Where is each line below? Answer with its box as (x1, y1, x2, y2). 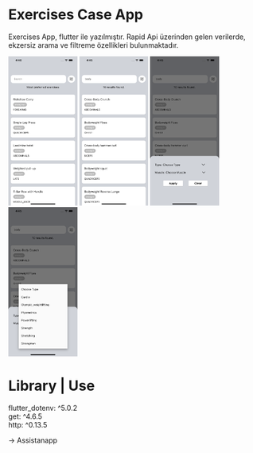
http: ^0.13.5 (8, 420, 48, 429)
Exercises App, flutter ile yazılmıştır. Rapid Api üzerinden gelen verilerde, (8, 32, 246, 41)
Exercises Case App (8, 6, 143, 24)
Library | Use (8, 377, 95, 395)
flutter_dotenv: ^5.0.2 (8, 403, 78, 412)
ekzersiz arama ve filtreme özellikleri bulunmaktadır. (8, 40, 179, 49)
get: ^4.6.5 (8, 412, 42, 421)
